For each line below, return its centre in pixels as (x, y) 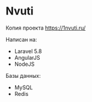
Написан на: (21, 39)
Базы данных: (23, 75)
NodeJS (24, 64)
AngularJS (27, 57)
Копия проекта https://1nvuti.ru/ (46, 28)
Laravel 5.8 (28, 51)
